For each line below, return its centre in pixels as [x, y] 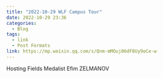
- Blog [20, 29]
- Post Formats [31, 46]
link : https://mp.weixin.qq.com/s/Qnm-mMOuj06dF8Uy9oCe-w [81, 51]
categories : [21, 23]
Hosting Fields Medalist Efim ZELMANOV [58, 68]
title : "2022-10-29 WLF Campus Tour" [54, 12]
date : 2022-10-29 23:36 [37, 18]
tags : [13, 34]
